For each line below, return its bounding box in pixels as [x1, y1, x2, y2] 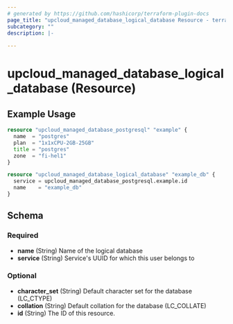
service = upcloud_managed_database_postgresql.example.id [13, 178, 188, 185]
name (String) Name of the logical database [17, 246, 144, 255]
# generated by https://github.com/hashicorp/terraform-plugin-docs [7, 10, 209, 17]
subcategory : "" [7, 23, 54, 30]
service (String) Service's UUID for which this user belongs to [17, 254, 195, 262]
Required [7, 230, 39, 240]
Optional [7, 271, 37, 281]
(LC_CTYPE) [17, 294, 53, 302]
